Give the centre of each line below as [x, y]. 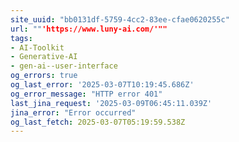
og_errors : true [44, 76]
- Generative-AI [44, 57]
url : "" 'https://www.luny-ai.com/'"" [89, 29]
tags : [21, 38]
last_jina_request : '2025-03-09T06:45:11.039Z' [111, 103]
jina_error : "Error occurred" [73, 112]
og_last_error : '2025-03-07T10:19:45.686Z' [102, 85]
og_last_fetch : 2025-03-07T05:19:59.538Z [98, 122]
